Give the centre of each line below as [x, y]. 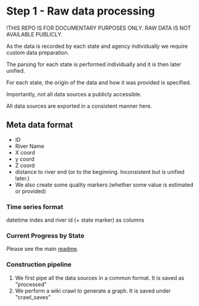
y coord [24, 159]
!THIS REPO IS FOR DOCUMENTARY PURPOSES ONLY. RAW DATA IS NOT [99, 28]
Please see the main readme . [42, 249]
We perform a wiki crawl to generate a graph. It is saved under [93, 291]
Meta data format [40, 125]
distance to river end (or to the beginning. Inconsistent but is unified [99, 171]
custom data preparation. [38, 52]
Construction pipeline [39, 265]
